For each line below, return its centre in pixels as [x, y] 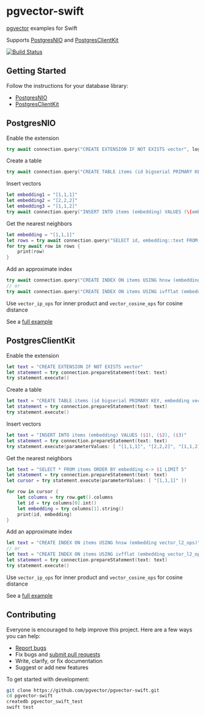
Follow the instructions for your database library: [67, 85]
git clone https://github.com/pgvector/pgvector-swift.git [83, 690]
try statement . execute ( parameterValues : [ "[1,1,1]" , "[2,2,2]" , [91, 446]
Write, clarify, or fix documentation [59, 661]
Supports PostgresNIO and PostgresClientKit [63, 40]
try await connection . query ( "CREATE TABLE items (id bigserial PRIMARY [99, 172]
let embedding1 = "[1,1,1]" [42, 195]
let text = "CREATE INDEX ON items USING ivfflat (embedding [86, 554]
